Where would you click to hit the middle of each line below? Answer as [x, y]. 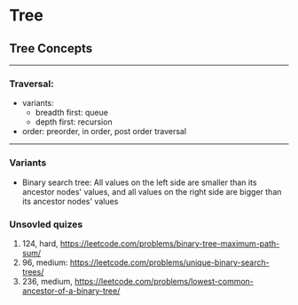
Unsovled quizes [46, 224]
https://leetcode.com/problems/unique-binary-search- [169, 262]
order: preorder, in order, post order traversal [104, 132]
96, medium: [45, 262]
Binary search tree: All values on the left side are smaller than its [139, 182]
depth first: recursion [74, 122]
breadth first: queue [72, 113]
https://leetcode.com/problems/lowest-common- [165, 281]
